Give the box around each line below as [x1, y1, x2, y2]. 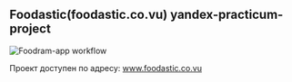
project [9, 22, 52, 37]
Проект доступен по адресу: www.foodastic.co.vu [9, 62, 203, 73]
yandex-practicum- [169, 7, 284, 23]
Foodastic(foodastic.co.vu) [9, 7, 168, 23]
